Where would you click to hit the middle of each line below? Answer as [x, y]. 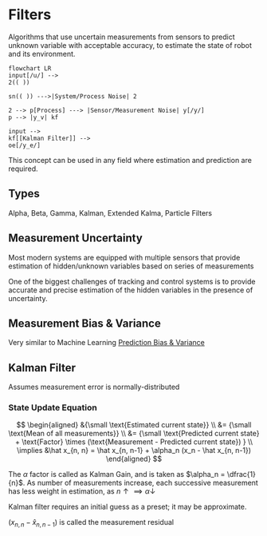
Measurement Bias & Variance [84, 323]
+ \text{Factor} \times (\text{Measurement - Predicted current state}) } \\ [134, 442]
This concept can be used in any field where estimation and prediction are [130, 160]
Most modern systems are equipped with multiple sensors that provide [124, 257]
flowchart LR [30, 68]
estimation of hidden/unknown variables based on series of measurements [131, 266]
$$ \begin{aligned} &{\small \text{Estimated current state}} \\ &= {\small [134, 425]
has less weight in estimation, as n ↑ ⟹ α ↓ [82, 491]
